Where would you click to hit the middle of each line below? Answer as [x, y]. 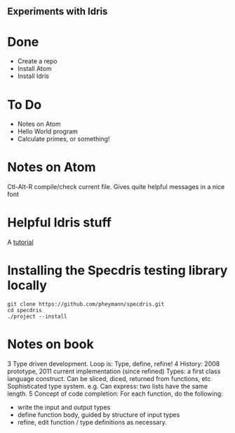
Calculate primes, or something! [63, 139]
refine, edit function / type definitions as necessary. [92, 422]
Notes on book [51, 344]
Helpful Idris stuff [60, 222]
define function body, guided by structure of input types [99, 415]
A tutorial [20, 243]
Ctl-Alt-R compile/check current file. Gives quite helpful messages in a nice [116, 187]
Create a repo [37, 61]
